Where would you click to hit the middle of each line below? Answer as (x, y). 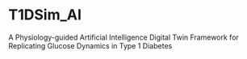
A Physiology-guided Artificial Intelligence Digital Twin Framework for (124, 37)
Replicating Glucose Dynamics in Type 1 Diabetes (90, 45)
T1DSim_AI (45, 15)
